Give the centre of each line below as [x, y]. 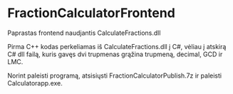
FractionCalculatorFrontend [92, 13]
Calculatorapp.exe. [35, 83]
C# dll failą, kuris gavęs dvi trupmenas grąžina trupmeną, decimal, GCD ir [115, 54]
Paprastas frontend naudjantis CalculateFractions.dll [84, 33]
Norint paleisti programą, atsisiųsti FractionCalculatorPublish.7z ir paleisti [115, 75]
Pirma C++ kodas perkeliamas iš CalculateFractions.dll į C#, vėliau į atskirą [117, 46]
